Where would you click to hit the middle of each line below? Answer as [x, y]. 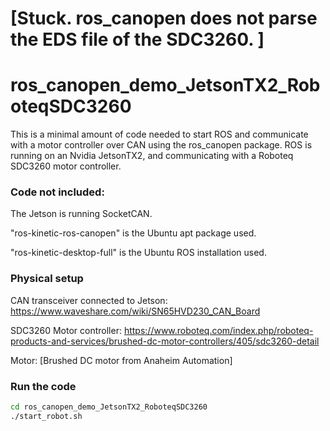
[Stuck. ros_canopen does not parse [164, 18]
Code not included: [57, 192]
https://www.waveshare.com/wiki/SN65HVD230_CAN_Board [135, 311]
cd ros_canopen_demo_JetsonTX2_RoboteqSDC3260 [109, 407]
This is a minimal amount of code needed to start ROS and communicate [159, 134]
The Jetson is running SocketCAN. [81, 214]
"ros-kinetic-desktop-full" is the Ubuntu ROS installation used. [138, 253]
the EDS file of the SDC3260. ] [137, 39]
